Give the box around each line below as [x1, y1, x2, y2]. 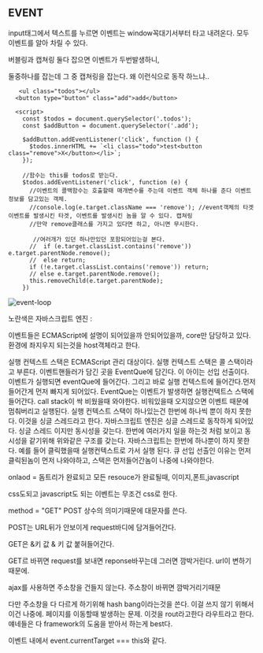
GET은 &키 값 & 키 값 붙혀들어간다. [8, 539, 115, 548]
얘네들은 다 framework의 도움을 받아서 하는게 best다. [8, 618, 173, 629]
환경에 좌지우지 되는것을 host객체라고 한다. [8, 340, 140, 350]
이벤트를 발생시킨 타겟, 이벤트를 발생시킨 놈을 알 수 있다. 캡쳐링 [8, 212, 193, 220]
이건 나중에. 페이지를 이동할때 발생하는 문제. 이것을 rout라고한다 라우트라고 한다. [8, 609, 254, 618]
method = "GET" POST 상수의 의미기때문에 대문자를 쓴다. [8, 506, 187, 515]
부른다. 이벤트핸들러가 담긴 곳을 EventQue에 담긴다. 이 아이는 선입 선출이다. [16, 366, 250, 377]
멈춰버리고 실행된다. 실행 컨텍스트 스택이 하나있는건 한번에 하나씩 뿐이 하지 [8, 406, 238, 416]
